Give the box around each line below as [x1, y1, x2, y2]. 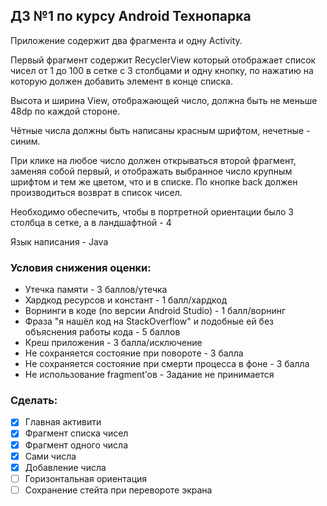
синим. [10, 135, 41, 147]
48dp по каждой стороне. [10, 105, 121, 117]
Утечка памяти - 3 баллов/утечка [24, 284, 168, 296]
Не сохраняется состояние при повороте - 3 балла [24, 347, 244, 359]
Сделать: [10, 394, 58, 408]
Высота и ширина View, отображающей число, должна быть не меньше [10, 94, 318, 106]
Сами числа [24, 450, 77, 462]
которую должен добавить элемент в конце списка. [10, 75, 233, 87]
